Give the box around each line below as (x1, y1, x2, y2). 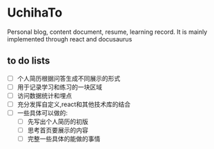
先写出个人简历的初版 (27, 117, 88, 126)
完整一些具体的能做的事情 (27, 135, 101, 143)
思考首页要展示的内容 (27, 126, 88, 135)
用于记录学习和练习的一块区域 (17, 83, 102, 91)
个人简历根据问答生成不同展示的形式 (17, 74, 121, 82)
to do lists (7, 55, 50, 67)
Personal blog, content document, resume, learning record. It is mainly (7, 28, 208, 36)
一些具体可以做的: (17, 109, 68, 117)
